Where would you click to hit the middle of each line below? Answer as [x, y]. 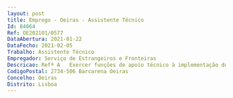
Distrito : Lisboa [32, 84]
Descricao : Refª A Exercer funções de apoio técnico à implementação [113, 65]
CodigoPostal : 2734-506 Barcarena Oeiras [68, 71]
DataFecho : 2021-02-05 [40, 46]
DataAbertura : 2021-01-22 [44, 39]
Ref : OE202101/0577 [35, 33]
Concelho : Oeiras [32, 78]
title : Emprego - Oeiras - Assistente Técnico [76, 20]
